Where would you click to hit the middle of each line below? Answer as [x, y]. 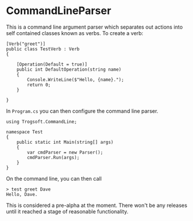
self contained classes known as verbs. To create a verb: [75, 33]
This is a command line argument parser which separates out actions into [94, 27]
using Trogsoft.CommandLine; [42, 122]
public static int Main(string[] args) [65, 142]
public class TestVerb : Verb [43, 49]
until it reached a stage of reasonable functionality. [67, 211]
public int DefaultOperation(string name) [69, 69]
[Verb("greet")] [26, 44]
